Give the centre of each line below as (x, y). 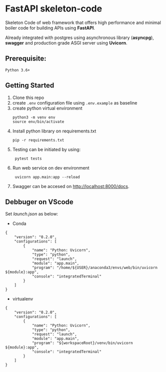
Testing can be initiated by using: (46, 149)
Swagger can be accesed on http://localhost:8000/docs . (71, 186)
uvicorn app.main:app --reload (47, 177)
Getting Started (30, 85)
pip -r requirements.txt (38, 140)
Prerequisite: (26, 59)
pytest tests (28, 158)
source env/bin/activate (38, 121)
